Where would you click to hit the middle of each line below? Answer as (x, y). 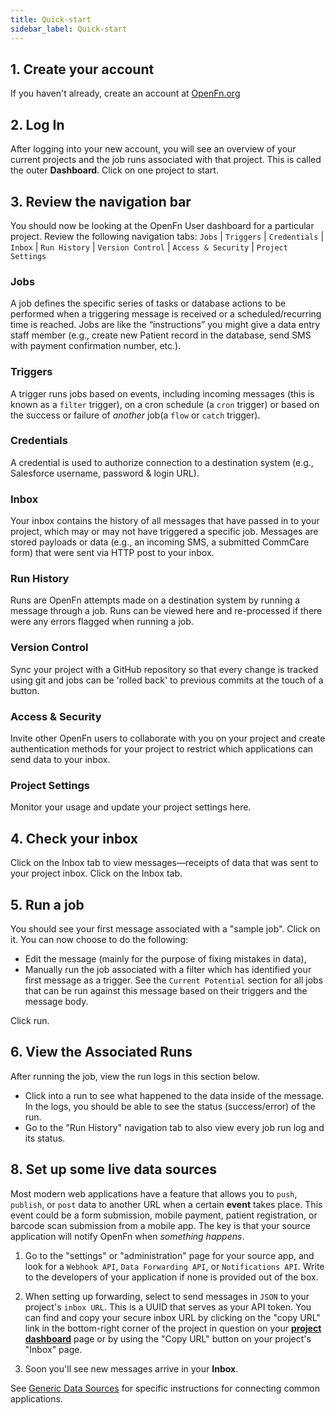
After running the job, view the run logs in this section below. (135, 1076)
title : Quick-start (51, 19)
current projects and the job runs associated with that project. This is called (166, 160)
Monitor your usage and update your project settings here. (131, 807)
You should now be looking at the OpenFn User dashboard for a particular (162, 225)
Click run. (30, 1020)
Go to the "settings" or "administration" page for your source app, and (169, 1255)
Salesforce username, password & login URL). (105, 473)
